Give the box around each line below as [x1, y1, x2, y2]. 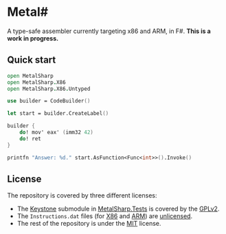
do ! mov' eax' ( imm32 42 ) [19, 129, 94, 136]
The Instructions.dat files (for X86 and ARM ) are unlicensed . [16, 212, 193, 220]
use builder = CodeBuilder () [7, 98, 91, 105]
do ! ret [19, 135, 41, 142]
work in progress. [7, 34, 59, 42]
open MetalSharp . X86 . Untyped [7, 85, 91, 92]
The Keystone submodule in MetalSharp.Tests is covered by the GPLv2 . [16, 204, 220, 213]
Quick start [7, 54, 56, 66]
